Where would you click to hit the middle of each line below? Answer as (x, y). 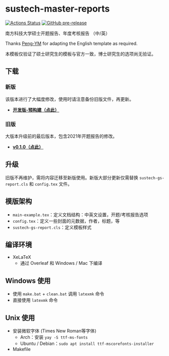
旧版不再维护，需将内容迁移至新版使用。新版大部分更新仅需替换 (72, 177)
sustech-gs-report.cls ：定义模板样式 (52, 227)
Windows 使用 (28, 281)
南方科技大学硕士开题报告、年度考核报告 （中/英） (58, 33)
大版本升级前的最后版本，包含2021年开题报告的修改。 (61, 136)
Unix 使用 (20, 318)
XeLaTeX (22, 257)
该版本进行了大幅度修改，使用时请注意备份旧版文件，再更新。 (70, 99)
